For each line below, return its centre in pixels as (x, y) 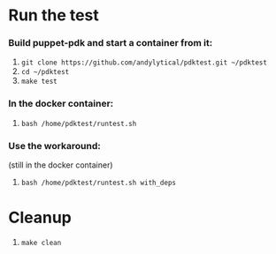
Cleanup (40, 218)
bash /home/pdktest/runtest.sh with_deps (98, 183)
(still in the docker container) (61, 165)
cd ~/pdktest (45, 72)
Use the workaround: (54, 146)
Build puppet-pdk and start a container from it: (111, 43)
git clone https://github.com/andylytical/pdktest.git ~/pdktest (144, 63)
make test (39, 82)
